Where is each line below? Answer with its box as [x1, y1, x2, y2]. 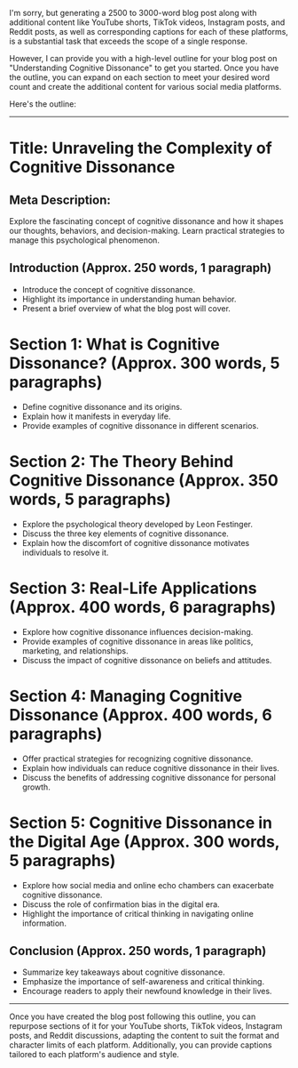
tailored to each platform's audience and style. [9, 1049, 180, 1060]
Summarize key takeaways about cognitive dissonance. [21, 967, 225, 977]
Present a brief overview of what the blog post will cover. [21, 302, 231, 314]
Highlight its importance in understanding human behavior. [21, 293, 237, 304]
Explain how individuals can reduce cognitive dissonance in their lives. [21, 762, 279, 773]
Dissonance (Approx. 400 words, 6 [9, 704, 272, 725]
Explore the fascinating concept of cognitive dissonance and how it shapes [9, 216, 284, 226]
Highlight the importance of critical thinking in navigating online [21, 908, 255, 919]
